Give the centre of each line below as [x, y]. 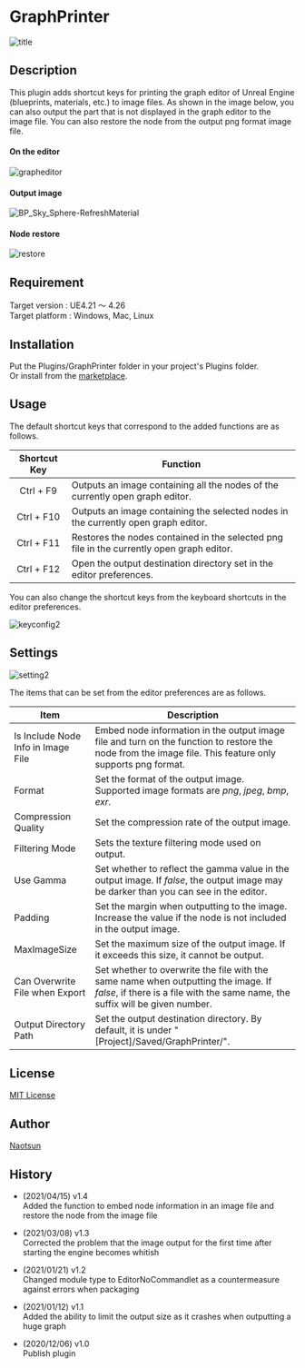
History [31, 1174]
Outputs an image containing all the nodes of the [175, 485]
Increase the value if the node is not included [191, 917]
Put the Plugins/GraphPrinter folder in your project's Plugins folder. [134, 366]
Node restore [35, 233]
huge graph [44, 1326]
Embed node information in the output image [190, 730]
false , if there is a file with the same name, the [192, 992]
